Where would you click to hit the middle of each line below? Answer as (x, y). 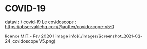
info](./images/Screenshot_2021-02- (106, 36)
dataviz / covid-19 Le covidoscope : (41, 22)
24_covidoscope (22, 41)
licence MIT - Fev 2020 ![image (37, 36)
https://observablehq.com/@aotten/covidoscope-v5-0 (60, 26)
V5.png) (47, 41)
